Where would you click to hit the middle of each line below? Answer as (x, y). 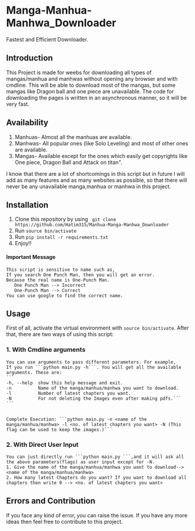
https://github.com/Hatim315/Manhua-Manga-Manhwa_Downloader (92, 225)
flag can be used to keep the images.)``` (59, 429)
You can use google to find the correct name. (65, 295)
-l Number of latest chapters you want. (69, 393)
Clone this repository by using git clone (65, 219)
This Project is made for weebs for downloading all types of (79, 72)
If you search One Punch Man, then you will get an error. (81, 275)
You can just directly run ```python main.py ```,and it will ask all (95, 457)
